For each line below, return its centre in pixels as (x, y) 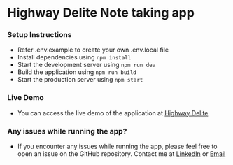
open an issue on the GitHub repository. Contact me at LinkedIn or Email (121, 154)
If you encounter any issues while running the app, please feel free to (117, 146)
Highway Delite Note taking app (101, 13)
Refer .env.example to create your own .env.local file (93, 50)
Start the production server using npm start (80, 80)
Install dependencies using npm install (74, 57)
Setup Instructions (40, 35)
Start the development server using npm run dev (86, 65)
